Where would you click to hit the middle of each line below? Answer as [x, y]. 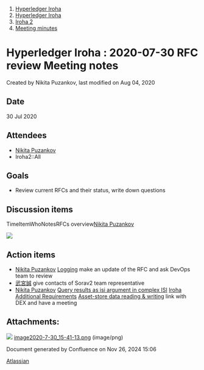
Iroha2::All [28, 156]
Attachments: [33, 322]
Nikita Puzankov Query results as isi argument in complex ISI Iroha [98, 290]
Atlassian [18, 361]
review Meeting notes [62, 66]
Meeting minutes [36, 28]
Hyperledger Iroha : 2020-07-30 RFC [102, 53]
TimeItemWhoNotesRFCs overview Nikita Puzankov [70, 224]
